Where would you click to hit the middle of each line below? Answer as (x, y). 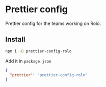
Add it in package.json (29, 61)
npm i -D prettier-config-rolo (38, 51)
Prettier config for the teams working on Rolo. (53, 23)
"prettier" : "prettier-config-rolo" (49, 75)
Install (15, 39)
